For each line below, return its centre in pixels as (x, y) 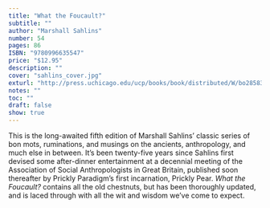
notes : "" (25, 90)
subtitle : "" (30, 23)
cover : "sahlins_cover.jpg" (55, 75)
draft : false (30, 105)
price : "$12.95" (35, 61)
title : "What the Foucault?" (57, 16)
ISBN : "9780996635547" (46, 53)
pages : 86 (25, 46)
